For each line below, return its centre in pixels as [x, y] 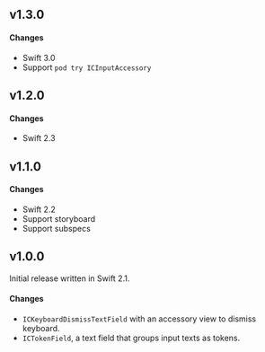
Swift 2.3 [39, 138]
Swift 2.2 [39, 209]
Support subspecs [57, 228]
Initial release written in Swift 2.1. [70, 278]
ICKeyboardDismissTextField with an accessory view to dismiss [139, 319]
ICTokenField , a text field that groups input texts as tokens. [131, 338]
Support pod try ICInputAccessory [87, 67]
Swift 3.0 [39, 57]
